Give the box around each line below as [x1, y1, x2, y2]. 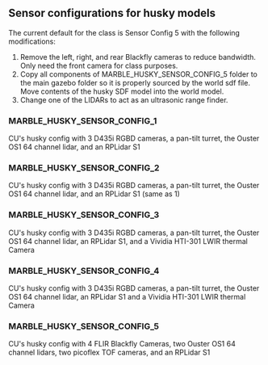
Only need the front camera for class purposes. [19, 61, 178, 70]
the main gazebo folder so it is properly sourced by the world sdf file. [19, 78, 250, 87]
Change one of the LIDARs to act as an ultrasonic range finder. [19, 94, 228, 104]
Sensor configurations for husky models [8, 6, 216, 20]
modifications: [8, 36, 57, 46]
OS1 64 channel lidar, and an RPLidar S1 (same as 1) [8, 189, 180, 199]
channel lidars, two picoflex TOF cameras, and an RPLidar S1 [8, 347, 211, 358]
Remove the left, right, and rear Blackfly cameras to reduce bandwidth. [19, 52, 257, 61]
